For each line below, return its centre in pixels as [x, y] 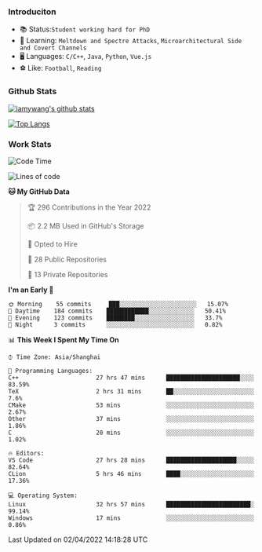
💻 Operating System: [43, 495]
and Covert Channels [53, 48]
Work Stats [30, 144]
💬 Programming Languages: [50, 371]
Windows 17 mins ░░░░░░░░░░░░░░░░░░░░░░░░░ [131, 518]
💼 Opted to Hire [53, 244]
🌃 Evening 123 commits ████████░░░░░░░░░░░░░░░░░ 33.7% [115, 318]
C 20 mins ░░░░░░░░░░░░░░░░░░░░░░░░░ [131, 433]
